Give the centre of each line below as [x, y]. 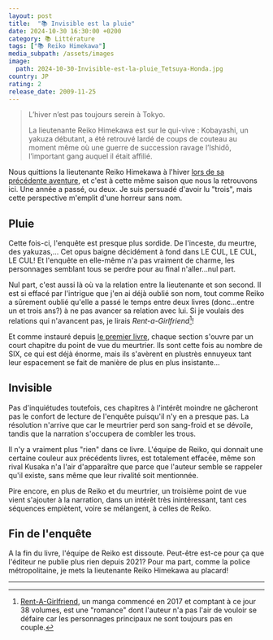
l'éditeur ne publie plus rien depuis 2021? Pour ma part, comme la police [129, 562]
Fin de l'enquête [50, 534]
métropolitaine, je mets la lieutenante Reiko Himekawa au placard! [119, 571]
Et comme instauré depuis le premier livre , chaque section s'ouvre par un [131, 336]
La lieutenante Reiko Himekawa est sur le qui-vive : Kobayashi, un [139, 130]
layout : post [30, 16]
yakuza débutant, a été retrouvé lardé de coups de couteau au [133, 139]
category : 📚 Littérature [52, 39]
